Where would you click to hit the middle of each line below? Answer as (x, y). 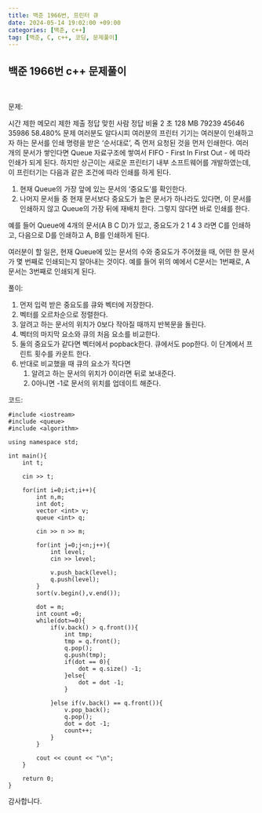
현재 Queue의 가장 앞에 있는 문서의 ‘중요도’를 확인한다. (103, 189)
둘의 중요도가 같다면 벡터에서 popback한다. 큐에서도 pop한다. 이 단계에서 (132, 344)
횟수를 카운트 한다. (63, 354)
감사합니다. (25, 801)
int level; (68, 552)
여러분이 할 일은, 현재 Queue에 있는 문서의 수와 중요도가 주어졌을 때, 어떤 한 (124, 252)
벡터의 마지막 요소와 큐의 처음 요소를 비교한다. (90, 334)
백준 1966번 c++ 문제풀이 (67, 71)
